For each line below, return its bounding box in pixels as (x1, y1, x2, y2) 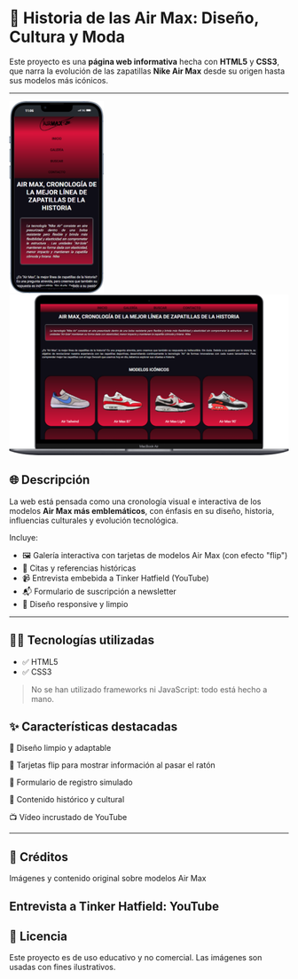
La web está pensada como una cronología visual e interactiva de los (9, 496, 262, 507)
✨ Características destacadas (9, 719, 178, 734)
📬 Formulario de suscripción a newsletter (21, 586, 177, 596)
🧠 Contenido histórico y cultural (9, 794, 125, 805)
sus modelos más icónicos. (9, 75, 109, 85)
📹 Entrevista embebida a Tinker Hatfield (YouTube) (21, 572, 210, 583)
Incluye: (9, 532, 38, 542)
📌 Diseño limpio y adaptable (9, 743, 112, 754)
